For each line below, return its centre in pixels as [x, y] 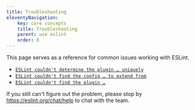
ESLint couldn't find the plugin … [60, 83]
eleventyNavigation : [33, 18]
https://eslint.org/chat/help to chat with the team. [68, 100]
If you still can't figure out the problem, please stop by [74, 94]
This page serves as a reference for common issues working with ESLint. [98, 57]
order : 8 [28, 40]
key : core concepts [42, 23]
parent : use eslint [42, 35]
